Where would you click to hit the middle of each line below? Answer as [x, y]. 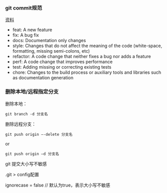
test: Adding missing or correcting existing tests [62, 67]
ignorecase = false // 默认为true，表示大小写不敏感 [58, 185]
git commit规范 [24, 8]
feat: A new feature [32, 30]
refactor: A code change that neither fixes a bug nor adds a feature [82, 57]
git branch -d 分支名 [27, 114]
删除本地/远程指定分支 [32, 92]
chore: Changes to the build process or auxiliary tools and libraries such [87, 72]
